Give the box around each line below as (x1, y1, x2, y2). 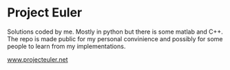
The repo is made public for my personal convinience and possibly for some (7, 34, 223, 43)
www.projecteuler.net (7, 55, 68, 63)
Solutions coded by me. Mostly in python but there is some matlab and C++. (7, 27, 224, 36)
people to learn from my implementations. (7, 42, 126, 50)
